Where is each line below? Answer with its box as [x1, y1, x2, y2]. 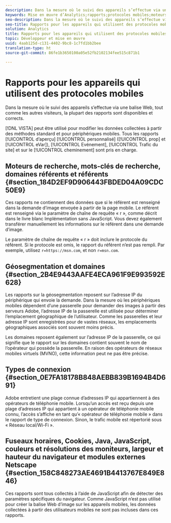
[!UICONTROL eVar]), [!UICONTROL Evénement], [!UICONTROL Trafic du [5, 142, 158, 148]
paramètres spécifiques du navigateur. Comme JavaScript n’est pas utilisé [5, 495, 161, 502]
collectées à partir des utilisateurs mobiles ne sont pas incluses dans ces [5, 507, 159, 513]
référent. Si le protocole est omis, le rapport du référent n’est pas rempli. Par [5, 242, 165, 248]
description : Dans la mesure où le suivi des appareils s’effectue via [5, 7, 160, 13]
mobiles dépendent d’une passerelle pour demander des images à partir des [5, 303, 166, 309]
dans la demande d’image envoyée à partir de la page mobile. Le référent [5, 205, 159, 211]
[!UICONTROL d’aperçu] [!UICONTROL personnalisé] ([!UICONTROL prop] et [5, 136, 166, 142]
